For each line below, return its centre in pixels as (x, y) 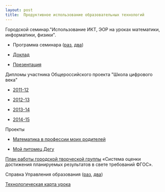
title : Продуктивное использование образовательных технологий (75, 15)
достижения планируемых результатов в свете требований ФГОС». (79, 164)
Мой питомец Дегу (33, 149)
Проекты (15, 129)
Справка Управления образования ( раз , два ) (54, 174)
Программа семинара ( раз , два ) (48, 44)
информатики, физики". (31, 35)
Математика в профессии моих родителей (59, 139)
